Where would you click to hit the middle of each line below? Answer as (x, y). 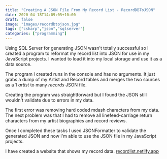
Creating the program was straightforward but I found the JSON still (76, 95)
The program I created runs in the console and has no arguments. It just (80, 74)
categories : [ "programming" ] (36, 34)
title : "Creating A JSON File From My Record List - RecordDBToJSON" (80, 10)
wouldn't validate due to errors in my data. (49, 100)
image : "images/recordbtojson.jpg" (43, 24)
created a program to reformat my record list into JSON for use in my (77, 53)
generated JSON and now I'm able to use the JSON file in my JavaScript (81, 136)
